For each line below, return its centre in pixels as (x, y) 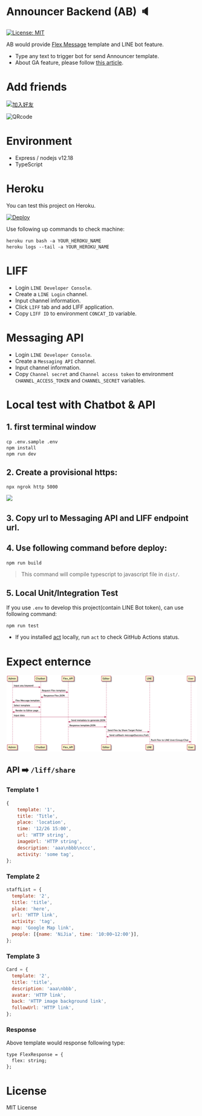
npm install (21, 448)
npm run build (24, 563)
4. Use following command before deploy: (87, 548)
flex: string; (29, 1061)
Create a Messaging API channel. (55, 361)
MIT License (22, 1108)
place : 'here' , (31, 909)
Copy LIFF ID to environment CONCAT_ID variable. (76, 313)
